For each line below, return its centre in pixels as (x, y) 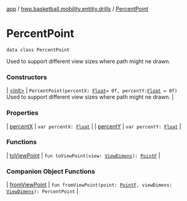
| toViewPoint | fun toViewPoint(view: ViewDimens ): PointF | (83, 155)
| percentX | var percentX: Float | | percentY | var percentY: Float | (94, 126)
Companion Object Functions (51, 171)
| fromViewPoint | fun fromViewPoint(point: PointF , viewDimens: (90, 185)
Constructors (27, 77)
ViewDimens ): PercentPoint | (42, 191)
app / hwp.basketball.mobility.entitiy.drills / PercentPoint (77, 9)
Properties (22, 113)
